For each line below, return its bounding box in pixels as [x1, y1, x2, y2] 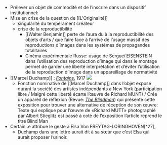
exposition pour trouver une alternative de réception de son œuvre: [17, 102, 158, 108]
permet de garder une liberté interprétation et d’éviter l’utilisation [25, 63, 160, 69]
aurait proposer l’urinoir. [17, 134, 68, 140]
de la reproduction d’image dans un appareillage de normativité [25, 69, 158, 75]
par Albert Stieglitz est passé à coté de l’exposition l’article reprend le [17, 113, 162, 119]
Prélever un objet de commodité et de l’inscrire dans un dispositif [10, 5, 146, 10]
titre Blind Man [17, 118, 48, 124]
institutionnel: [10, 10, 39, 16]
